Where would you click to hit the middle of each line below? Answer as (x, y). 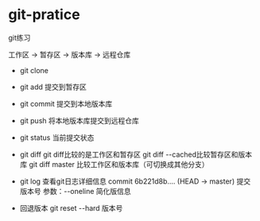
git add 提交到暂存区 (53, 87)
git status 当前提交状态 (57, 138)
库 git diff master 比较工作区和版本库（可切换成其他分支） (114, 164)
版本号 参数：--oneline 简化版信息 (75, 191)
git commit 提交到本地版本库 (66, 103)
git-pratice (45, 15)
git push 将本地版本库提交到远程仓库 (79, 120)
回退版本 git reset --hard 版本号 (71, 207)
